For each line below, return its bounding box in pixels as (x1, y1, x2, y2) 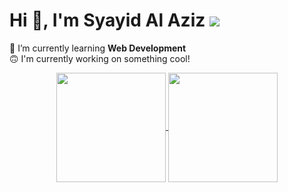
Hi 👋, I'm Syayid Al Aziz (9, 9, 206, 32)
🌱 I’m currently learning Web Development (9, 42, 187, 54)
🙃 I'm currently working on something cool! (9, 52, 191, 64)
